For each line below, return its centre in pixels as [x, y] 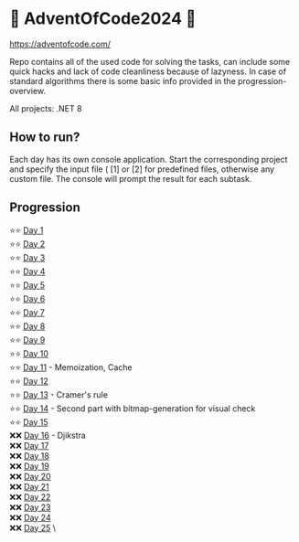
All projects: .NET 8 [46, 108]
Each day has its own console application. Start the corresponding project [149, 159]
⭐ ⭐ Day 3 [27, 257]
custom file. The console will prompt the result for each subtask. [131, 178]
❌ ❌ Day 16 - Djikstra [48, 435]
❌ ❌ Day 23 [31, 507]
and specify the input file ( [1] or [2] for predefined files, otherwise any [142, 169]
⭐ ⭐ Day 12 [29, 381]
